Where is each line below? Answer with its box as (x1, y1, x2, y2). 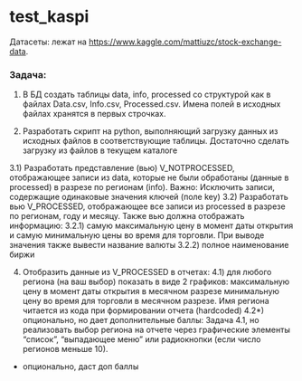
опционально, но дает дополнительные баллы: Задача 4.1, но (22, 315, 260, 326)
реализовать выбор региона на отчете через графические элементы (22, 324, 291, 336)
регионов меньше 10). (22, 344, 109, 355)
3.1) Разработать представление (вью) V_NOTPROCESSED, (9, 163, 235, 174)
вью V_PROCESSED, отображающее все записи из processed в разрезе (9, 201, 287, 212)
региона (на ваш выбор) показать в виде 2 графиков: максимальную (22, 276, 290, 287)
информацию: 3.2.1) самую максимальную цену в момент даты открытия (9, 220, 294, 232)
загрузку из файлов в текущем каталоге (22, 145, 178, 156)
